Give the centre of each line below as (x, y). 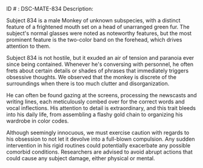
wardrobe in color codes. (38, 121)
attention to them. (28, 46)
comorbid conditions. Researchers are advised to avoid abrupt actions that (99, 152)
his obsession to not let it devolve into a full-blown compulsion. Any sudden (101, 139)
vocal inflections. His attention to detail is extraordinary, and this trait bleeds (101, 108)
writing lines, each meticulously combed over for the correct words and (95, 102)
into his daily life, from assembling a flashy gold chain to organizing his (95, 115)
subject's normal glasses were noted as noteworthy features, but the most (99, 33)
